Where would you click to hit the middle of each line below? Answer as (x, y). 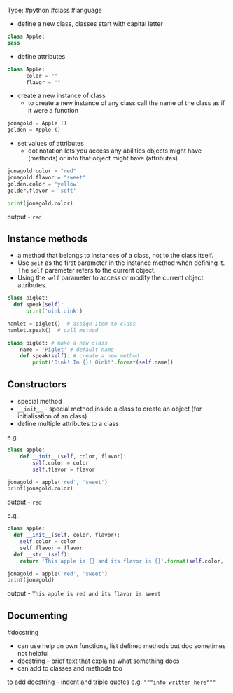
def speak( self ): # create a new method (79, 356)
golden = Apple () (34, 130)
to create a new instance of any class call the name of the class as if (126, 103)
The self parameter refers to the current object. (86, 270)
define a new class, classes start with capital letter (90, 23)
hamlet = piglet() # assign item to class (72, 324)
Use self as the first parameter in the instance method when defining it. (121, 263)
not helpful (33, 654)
